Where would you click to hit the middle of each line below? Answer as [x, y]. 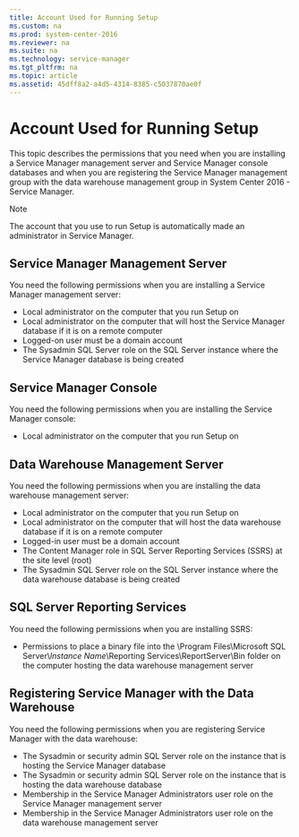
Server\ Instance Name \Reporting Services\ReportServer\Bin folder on [151, 655]
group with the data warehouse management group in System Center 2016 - [150, 182]
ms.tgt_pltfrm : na [43, 68]
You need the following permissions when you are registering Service [137, 729]
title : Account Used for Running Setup [84, 17]
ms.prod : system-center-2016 [64, 34]
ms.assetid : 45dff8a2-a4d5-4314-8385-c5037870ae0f [106, 84]
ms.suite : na [34, 51]
